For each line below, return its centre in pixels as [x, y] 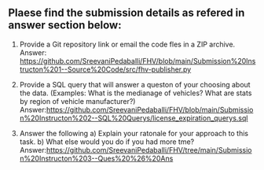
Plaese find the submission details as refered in [126, 13]
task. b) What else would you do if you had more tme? [107, 142]
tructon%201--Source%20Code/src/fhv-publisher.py [105, 69]
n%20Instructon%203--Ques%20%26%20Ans [96, 158]
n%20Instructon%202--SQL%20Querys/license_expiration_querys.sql [134, 118]
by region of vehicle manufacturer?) [77, 101]
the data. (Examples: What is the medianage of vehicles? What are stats [136, 93]
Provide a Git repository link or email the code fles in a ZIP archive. [127, 44]
